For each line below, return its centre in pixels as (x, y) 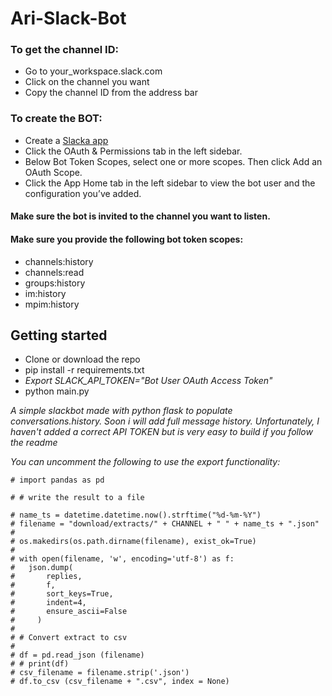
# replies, (46, 577)
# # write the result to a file (77, 498)
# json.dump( (42, 568)
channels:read (54, 272)
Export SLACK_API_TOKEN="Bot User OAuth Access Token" (148, 381)
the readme (34, 443)
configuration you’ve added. (83, 193)
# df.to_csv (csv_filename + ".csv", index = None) (120, 682)
